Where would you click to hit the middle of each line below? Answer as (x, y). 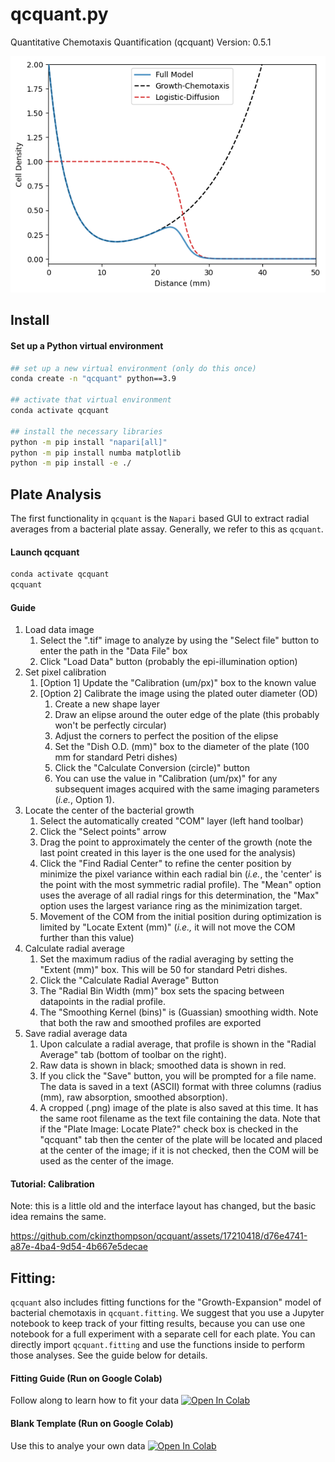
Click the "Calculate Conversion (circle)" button (152, 768)
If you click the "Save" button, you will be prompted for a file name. (178, 1076)
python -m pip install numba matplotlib (96, 453)
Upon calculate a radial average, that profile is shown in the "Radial (178, 1044)
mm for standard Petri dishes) (116, 757)
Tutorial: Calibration (52, 1184)
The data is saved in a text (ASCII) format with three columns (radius (180, 1087)
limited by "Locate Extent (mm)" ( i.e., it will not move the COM (167, 927)
